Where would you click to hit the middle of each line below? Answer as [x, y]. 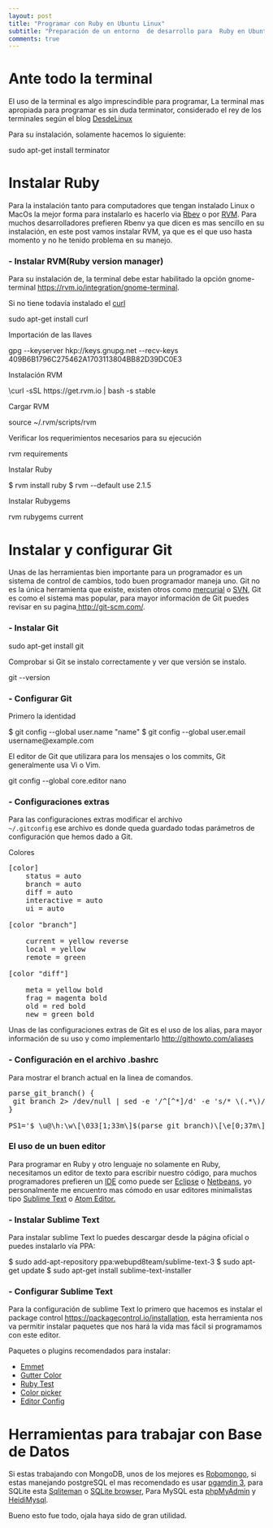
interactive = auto [64, 901]
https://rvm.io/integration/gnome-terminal [108, 288]
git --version [29, 677]
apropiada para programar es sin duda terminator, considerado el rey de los [135, 110]
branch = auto [54, 884]
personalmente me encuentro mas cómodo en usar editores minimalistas [130, 1190]
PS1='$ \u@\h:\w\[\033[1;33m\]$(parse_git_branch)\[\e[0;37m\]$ [139, 1125]
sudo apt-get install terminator [59, 151]
